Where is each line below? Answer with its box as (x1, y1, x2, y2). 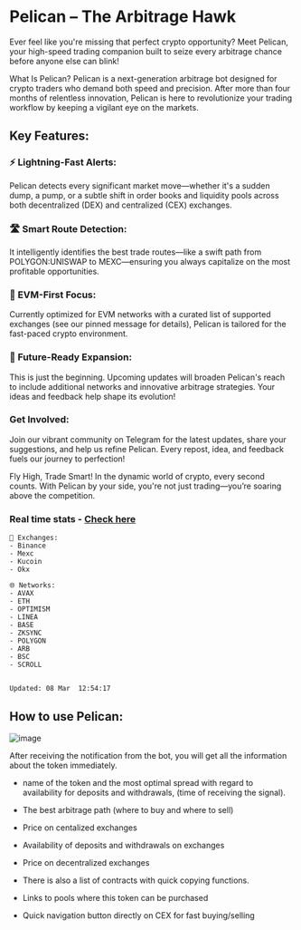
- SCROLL (9, 660, 42, 670)
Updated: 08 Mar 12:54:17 (9, 684, 111, 693)
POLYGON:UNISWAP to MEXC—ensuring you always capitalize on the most (9, 256, 291, 266)
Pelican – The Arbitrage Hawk (9, 6, 237, 27)
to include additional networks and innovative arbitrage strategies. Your (9, 381, 276, 392)
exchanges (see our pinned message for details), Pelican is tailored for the (9, 319, 287, 330)
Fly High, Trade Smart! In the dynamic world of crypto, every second (9, 470, 265, 481)
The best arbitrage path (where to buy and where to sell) (22, 804, 234, 815)
